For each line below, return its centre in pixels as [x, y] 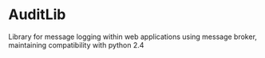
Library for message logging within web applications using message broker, [133, 37]
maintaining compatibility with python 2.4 [76, 44]
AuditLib [37, 15]
